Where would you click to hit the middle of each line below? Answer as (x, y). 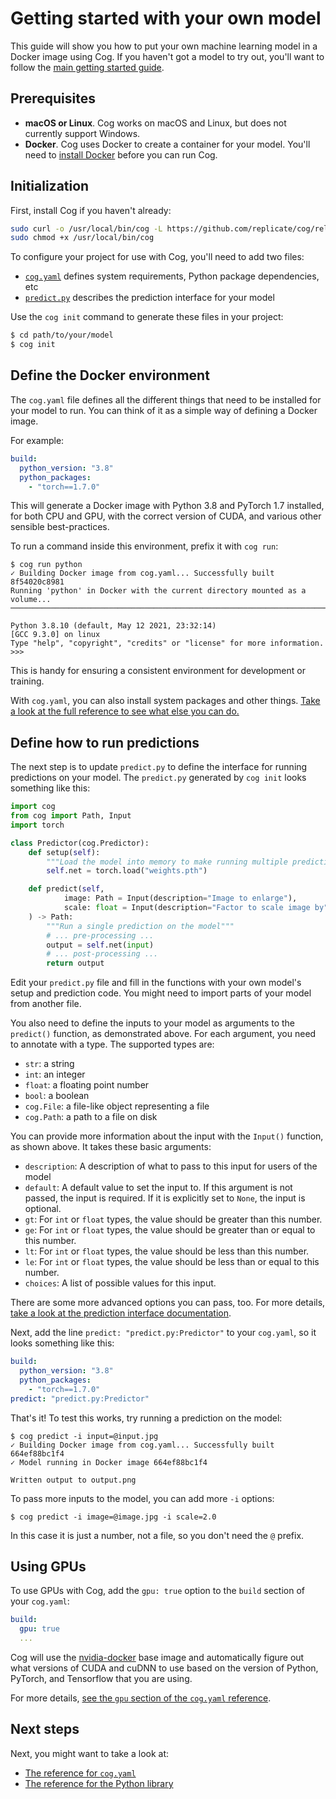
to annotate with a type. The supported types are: (112, 1044)
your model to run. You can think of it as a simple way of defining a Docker (164, 410)
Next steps (45, 1729)
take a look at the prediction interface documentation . (121, 1313)
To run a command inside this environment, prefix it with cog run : (144, 546)
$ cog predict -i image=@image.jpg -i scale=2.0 (113, 1517)
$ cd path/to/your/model (62, 335)
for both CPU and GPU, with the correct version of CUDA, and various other (166, 516)
